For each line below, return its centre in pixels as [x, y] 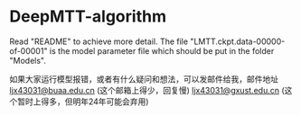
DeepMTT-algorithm [88, 17]
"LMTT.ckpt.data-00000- [237, 41]
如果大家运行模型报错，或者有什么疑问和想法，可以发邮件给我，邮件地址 [144, 79]
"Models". [28, 60]
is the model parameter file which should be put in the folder [162, 50]
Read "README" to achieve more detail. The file [99, 41]
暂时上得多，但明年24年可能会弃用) [83, 102]
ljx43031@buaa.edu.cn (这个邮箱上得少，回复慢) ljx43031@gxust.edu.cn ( [147, 90]
